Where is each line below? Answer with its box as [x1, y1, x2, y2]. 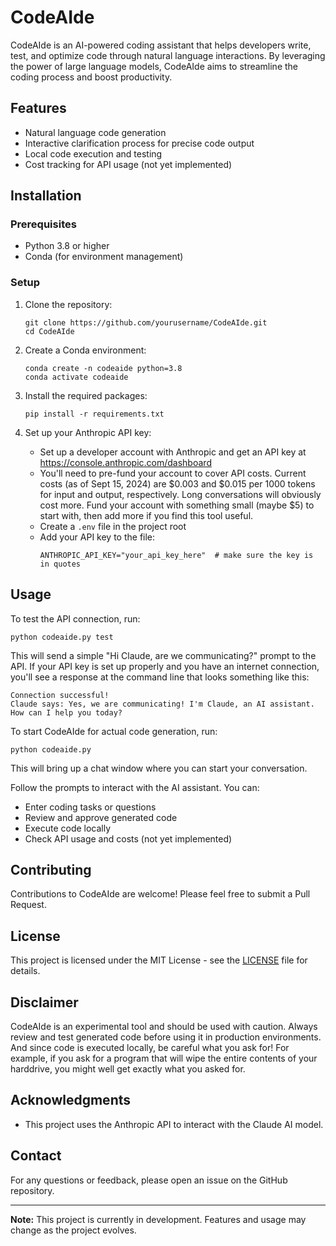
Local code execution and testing [24, 147, 163, 160]
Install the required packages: [24, 389, 148, 401]
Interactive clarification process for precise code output [24, 137, 255, 149]
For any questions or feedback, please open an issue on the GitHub [10, 1174, 288, 1186]
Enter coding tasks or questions [24, 801, 157, 813]
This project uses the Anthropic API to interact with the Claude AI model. [24, 1118, 324, 1130]
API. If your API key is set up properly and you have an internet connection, [10, 660, 320, 672]
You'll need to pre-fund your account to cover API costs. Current [39, 467, 307, 479]
